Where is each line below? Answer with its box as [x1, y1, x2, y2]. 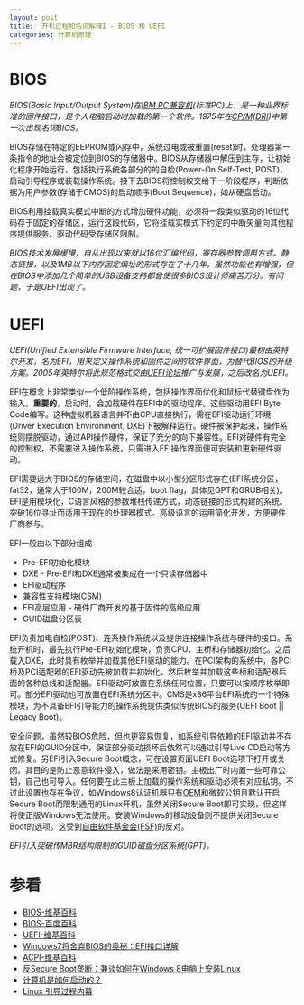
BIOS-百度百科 [22, 918, 77, 929]
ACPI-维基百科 [22, 952, 77, 963]
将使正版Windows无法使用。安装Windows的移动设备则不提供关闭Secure [9, 810, 279, 821]
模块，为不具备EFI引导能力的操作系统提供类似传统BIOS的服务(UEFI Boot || [9, 701, 284, 712]
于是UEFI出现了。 [24, 282, 90, 293]
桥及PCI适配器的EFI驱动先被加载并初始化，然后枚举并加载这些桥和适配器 [9, 666, 280, 677]
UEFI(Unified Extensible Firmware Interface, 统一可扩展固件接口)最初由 [9, 345, 272, 356]
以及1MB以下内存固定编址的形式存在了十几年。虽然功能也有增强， [40, 259, 286, 270]
